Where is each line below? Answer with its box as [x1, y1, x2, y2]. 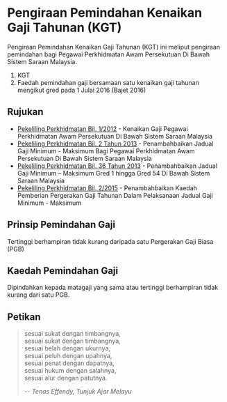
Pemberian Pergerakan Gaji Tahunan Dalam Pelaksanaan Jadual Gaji [17, 191, 214, 199]
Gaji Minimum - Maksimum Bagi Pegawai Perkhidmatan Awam [17, 146, 195, 155]
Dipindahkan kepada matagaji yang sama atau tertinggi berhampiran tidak [7, 284, 219, 292]
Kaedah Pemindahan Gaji [7, 265, 119, 277]
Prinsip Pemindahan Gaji [7, 219, 116, 231]
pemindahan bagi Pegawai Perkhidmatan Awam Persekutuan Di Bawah [7, 50, 210, 59]
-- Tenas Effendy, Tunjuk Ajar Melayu [24, 387, 132, 396]
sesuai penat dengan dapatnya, [24, 359, 115, 367]
